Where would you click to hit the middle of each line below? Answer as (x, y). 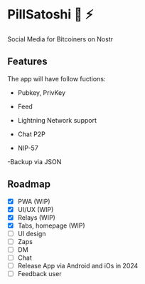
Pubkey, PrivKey (42, 92)
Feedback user (39, 274)
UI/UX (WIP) (36, 209)
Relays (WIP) (36, 217)
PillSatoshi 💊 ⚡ (50, 15)
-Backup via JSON (34, 161)
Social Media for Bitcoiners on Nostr (60, 39)
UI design (32, 233)
